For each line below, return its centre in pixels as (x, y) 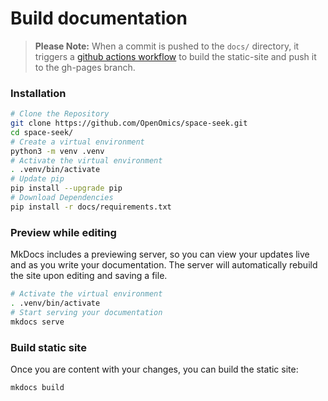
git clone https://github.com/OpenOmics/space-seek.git (129, 123)
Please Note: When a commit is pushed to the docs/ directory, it (167, 46)
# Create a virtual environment (77, 142)
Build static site (48, 347)
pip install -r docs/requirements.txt (91, 207)
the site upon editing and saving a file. (89, 276)
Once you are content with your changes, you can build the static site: (154, 369)
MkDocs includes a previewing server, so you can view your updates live (160, 254)
